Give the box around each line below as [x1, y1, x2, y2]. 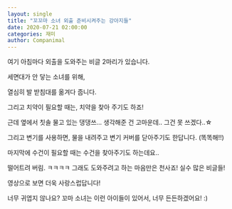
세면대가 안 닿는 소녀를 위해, [7, 73, 85, 81]
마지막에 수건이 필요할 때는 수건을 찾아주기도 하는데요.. [7, 148, 159, 157]
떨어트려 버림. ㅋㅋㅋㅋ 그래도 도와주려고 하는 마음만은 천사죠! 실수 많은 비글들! [7, 163, 226, 172]
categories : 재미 [7, 30, 56, 38]
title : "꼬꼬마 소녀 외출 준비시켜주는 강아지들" [7, 17, 132, 24]
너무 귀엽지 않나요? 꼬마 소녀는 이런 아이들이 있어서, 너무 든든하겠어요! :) [7, 194, 209, 203]
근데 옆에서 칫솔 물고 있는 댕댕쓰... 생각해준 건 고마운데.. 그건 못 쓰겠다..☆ [7, 118, 212, 127]
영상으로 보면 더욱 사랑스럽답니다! [7, 179, 101, 188]
